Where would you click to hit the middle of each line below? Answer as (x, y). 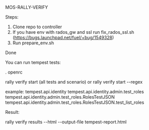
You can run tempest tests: (33, 62)
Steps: (12, 17)
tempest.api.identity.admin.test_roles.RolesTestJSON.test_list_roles (75, 102)
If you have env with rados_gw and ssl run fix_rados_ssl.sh (73, 32)
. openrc (14, 72)
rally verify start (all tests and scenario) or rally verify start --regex (74, 82)
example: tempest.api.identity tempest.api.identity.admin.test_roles (75, 92)
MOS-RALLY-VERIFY (27, 7)
